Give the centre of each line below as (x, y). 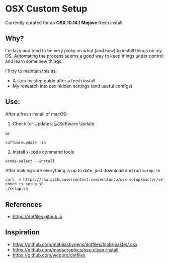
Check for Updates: (33, 123)
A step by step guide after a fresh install (54, 80)
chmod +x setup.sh (24, 184)
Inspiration (23, 232)
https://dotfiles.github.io (37, 217)
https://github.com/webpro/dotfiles (49, 255)
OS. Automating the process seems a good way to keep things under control (84, 56)
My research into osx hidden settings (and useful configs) (72, 86)
